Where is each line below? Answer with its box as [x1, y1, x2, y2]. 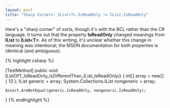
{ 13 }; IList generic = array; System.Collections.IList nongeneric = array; [5, 78, 156, 84]
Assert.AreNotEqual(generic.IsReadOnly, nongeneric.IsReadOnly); [5, 88, 146, 93]
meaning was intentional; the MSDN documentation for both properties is [5, 42, 158, 48]
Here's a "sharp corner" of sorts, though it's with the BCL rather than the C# [5, 26, 165, 32]
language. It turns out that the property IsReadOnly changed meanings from [5, 31, 165, 38]
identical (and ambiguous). [5, 48, 61, 54]
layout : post [5, 7, 33, 13]
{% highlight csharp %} [5, 57, 54, 63]
